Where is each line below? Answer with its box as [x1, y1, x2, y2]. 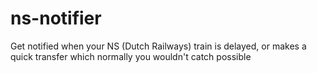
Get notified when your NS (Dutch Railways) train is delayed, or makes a [10, 40, 307, 52]
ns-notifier [10, 7, 102, 30]
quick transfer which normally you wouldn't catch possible [10, 50, 252, 62]
